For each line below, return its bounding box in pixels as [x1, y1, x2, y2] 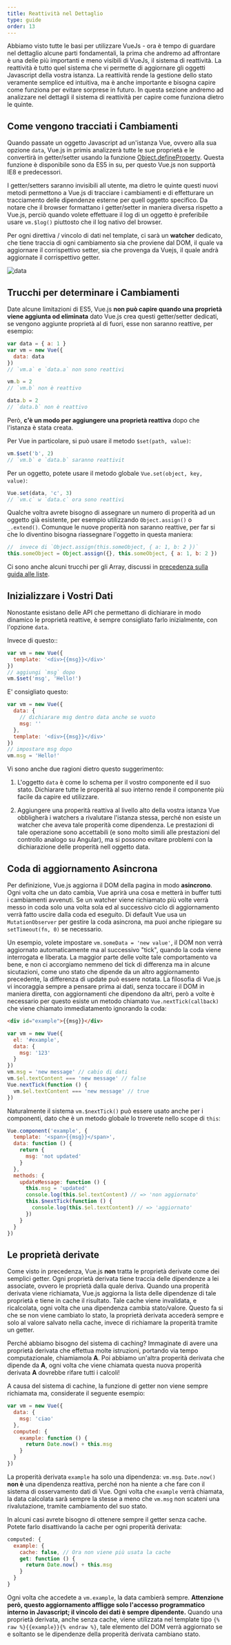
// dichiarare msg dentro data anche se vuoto [19, 714, 156, 721]
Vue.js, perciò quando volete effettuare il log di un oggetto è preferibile [7, 211, 209, 219]
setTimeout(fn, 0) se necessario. [7, 925, 103, 933]
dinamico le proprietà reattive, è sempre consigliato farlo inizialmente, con [7, 615, 218, 624]
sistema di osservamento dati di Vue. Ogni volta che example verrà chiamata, [7, 1487, 224, 1495]
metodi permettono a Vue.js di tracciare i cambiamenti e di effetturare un [7, 189, 214, 197]
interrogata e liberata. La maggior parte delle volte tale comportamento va [7, 953, 217, 961]
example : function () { [19, 1435, 88, 1442]
